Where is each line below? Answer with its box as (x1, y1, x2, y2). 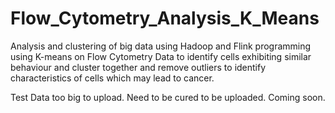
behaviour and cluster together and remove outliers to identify (10, 61, 267, 73)
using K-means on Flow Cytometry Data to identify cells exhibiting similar (10, 50, 312, 62)
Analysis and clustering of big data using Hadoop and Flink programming (10, 40, 312, 52)
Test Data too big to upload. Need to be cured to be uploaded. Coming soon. (10, 91, 326, 103)
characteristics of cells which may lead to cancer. (10, 72, 215, 84)
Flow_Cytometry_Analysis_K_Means (10, 7, 320, 30)
